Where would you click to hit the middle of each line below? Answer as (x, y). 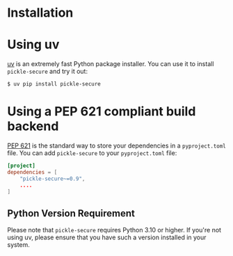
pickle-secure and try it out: (48, 72)
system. (18, 245)
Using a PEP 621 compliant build (102, 112)
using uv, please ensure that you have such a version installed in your (107, 237)
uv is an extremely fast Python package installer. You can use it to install (111, 64)
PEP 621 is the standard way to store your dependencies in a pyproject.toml (116, 146)
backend (33, 126)
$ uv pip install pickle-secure (54, 84)
